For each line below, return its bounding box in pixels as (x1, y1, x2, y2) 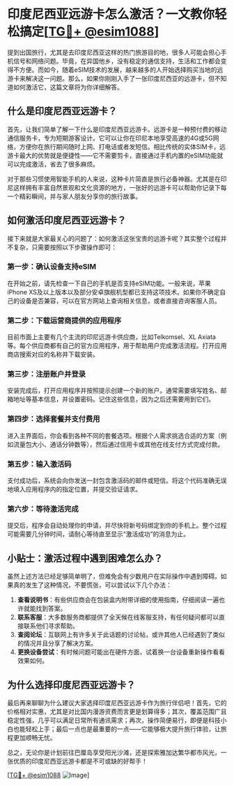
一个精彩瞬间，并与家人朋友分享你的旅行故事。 (7, 192, 141, 201)
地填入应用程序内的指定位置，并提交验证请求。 (7, 485, 141, 494)
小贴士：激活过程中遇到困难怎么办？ (7, 552, 163, 564)
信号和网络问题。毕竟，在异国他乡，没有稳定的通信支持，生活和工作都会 (13, 56, 221, 65)
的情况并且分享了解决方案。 (17, 639, 97, 647)
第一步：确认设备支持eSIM (7, 262, 96, 272)
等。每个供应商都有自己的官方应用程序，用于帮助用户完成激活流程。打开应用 (7, 342, 227, 350)
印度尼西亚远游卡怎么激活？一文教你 (7, 6, 215, 22)
